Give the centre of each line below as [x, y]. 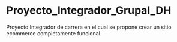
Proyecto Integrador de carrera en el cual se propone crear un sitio [89, 27]
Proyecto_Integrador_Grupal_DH [89, 10]
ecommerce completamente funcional [53, 33]
